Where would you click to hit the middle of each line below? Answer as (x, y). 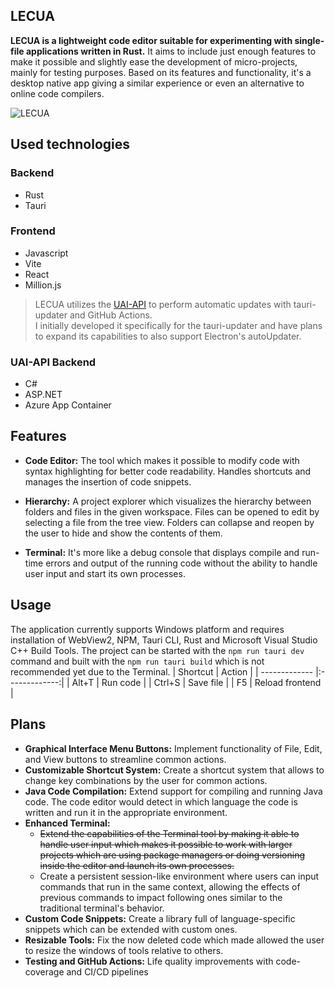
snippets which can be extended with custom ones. (131, 929)
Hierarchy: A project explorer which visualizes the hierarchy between (168, 501)
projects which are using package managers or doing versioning (172, 855)
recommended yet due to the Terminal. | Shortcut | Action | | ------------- (162, 671)
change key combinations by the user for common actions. (146, 780)
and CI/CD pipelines (107, 971)
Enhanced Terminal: (67, 823)
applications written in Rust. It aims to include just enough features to (171, 51)
